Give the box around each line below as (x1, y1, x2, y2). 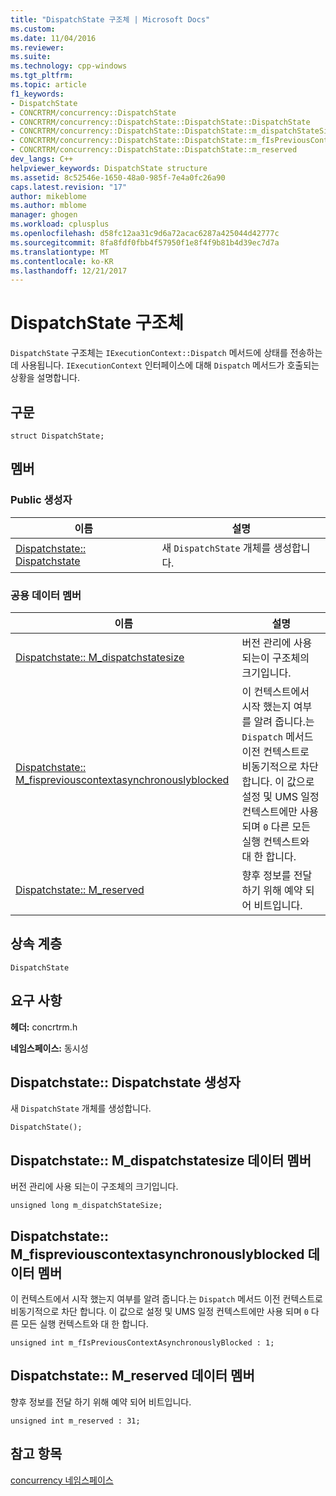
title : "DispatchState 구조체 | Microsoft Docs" (10, 14, 211, 25)
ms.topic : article (10, 80, 87, 90)
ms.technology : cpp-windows (10, 61, 128, 71)
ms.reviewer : (10, 42, 65, 53)
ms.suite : (10, 52, 52, 62)
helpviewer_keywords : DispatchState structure (10, 163, 208, 173)
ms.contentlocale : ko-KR (10, 256, 114, 266)
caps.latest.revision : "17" (10, 182, 128, 192)
